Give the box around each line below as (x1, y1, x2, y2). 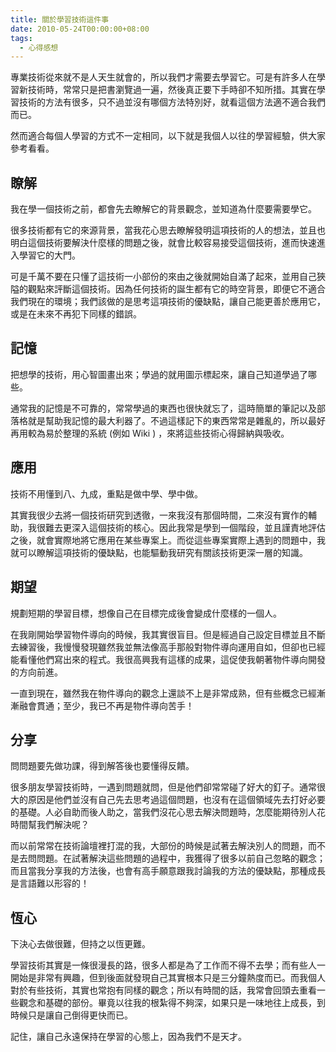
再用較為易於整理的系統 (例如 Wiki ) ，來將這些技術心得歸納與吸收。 (10, 427, 290, 439)
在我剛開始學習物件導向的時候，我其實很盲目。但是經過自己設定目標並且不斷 (10, 628, 326, 640)
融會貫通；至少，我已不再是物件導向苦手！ (18, 699, 195, 711)
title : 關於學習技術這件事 (10, 14, 110, 25)
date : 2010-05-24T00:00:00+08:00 (10, 24, 150, 34)
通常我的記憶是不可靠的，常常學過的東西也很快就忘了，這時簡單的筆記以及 (10, 402, 317, 414)
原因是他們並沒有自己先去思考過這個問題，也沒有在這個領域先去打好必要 (27, 794, 326, 806)
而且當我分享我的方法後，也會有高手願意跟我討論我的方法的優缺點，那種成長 (10, 865, 326, 877)
